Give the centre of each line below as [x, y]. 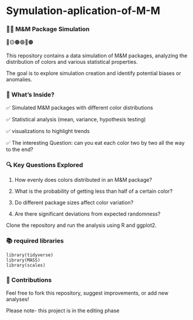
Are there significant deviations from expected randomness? [87, 214]
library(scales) [26, 265]
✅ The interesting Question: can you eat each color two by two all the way [96, 142]
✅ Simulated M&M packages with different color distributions [80, 107]
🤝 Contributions [29, 280]
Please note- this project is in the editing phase [63, 310]
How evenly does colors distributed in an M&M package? [83, 180]
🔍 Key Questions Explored [44, 165]
